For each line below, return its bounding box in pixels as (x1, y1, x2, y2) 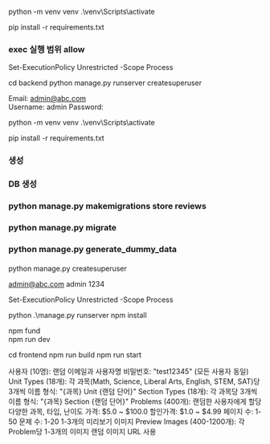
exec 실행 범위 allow (8, 43, 85, 55)
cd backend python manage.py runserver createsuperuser (8, 78, 202, 88)
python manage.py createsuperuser (8, 263, 127, 273)
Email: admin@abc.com (8, 94, 87, 104)
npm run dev (8, 334, 51, 344)
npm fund (8, 325, 41, 336)
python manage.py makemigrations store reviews (8, 201, 207, 212)
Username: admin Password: (8, 102, 104, 112)
